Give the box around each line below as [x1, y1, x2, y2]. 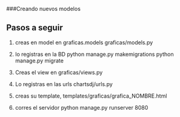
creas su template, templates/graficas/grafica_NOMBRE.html [15, 92, 167, 99]
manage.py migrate [15, 57, 64, 64]
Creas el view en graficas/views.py [15, 69, 103, 76]
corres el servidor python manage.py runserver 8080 [15, 104, 148, 111]
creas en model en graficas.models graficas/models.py [15, 39, 153, 46]
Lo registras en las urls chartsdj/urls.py [15, 80, 113, 87]
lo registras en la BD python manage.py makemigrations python [15, 50, 174, 58]
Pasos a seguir [6, 22, 63, 33]
